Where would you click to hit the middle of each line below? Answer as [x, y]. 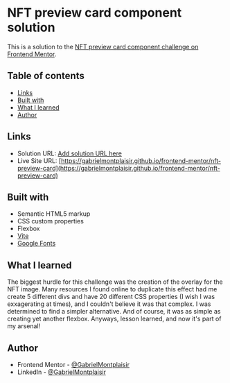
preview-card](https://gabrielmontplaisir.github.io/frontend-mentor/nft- [118, 168]
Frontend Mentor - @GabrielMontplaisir [73, 365]
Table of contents [46, 76]
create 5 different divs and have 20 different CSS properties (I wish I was [111, 297]
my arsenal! [24, 326]
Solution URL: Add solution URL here [70, 153]
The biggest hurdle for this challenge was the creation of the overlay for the [115, 282]
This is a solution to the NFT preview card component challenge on [103, 46]
